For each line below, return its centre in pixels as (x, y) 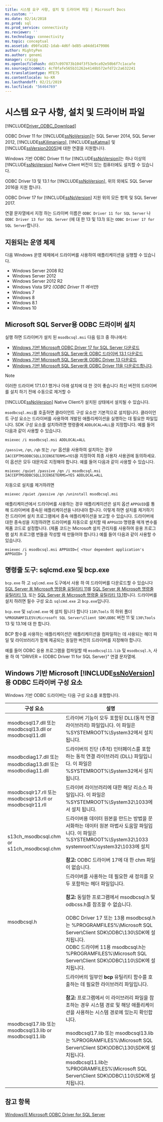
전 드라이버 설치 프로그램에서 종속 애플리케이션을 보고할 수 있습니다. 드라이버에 (80, 516)
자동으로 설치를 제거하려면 (30, 485)
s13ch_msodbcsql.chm (34, 836)
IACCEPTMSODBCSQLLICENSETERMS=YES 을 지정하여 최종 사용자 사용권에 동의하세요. (81, 456)
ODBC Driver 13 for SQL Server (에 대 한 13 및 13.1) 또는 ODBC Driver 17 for (80, 219)
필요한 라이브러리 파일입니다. (117, 984)
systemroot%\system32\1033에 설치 (107, 846)
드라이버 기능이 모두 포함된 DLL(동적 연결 (110, 718)
